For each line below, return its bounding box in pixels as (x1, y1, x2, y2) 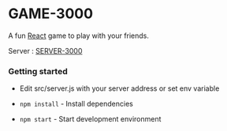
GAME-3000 (8, 5, 93, 23)
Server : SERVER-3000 (8, 46, 83, 55)
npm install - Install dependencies (19, 99, 134, 109)
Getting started (8, 65, 69, 77)
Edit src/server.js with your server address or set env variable (19, 84, 220, 93)
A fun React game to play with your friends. (8, 31, 150, 40)
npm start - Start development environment (19, 114, 162, 124)
